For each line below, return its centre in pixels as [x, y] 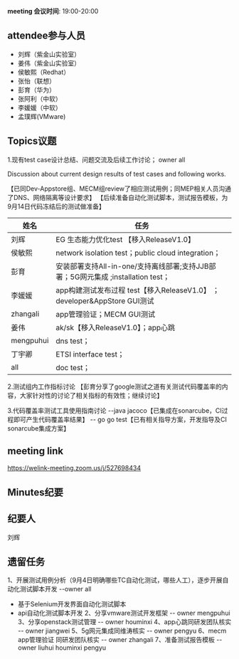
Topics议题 [32, 141]
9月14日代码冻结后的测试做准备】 [56, 206]
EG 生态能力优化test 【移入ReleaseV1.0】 [126, 239]
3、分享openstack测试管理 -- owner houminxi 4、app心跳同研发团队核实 [124, 622]
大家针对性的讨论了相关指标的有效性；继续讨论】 [91, 395]
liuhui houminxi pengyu [72, 648]
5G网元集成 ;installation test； [120, 277]
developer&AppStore [91, 300]
